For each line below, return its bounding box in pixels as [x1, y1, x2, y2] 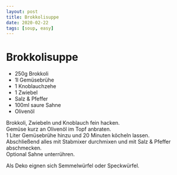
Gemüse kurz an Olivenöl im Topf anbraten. [6, 125, 112, 133]
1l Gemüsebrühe [14, 76, 55, 83]
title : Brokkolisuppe [6, 14, 59, 20]
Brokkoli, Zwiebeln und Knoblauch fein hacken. [6, 119, 120, 127]
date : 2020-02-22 [6, 20, 49, 25]
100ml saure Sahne [14, 102, 61, 109]
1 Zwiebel [14, 89, 38, 96]
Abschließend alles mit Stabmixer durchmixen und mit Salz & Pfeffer [6, 138, 171, 145]
